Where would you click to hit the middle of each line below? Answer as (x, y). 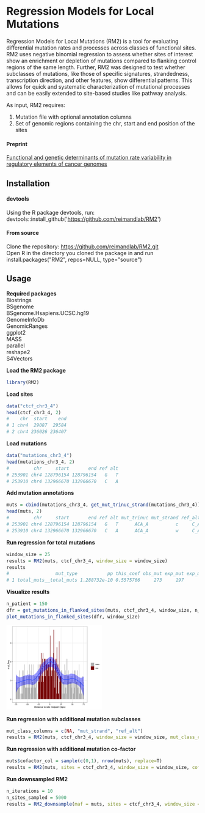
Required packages (31, 293)
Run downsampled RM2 (37, 779)
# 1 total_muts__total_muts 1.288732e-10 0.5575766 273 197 (95, 580)
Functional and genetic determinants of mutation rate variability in (89, 158)
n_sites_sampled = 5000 (37, 797)
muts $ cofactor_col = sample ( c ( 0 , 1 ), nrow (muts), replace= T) (85, 761)
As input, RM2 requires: (36, 105)
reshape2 (18, 352)
